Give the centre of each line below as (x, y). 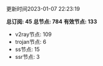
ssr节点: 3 (27, 57)
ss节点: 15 (27, 49)
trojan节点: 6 (30, 42)
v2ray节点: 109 (33, 34)
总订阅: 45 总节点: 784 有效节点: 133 (52, 22)
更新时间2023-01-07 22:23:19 (43, 9)
